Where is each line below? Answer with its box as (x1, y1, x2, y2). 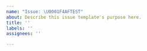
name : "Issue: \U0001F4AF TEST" (6, 8, 84, 15)
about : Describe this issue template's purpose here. (6, 14, 142, 20)
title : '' (6, 20, 31, 26)
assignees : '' (6, 31, 41, 37)
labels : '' (6, 25, 33, 31)
